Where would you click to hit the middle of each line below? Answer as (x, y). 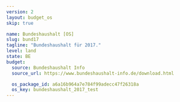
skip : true (20, 23)
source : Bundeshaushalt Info (48, 68)
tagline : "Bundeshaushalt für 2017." (54, 45)
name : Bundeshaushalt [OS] (40, 34)
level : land (21, 51)
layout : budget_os (29, 18)
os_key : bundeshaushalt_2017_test (55, 90)
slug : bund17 (23, 40)
